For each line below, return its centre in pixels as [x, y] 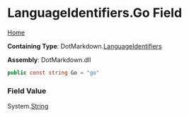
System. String [28, 106]
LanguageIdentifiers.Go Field [95, 13]
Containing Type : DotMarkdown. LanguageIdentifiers [85, 46]
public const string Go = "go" [53, 73]
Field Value [27, 91]
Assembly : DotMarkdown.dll [49, 60]
